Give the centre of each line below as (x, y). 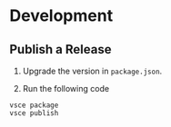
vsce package (34, 105)
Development (61, 16)
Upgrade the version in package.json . (92, 71)
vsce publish (34, 113)
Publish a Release (60, 49)
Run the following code (66, 88)
